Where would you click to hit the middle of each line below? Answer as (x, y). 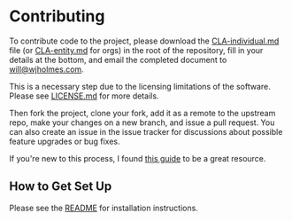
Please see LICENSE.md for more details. (84, 96)
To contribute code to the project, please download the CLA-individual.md (144, 41)
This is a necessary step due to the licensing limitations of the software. (140, 86)
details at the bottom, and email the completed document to (118, 59)
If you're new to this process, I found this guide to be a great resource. (138, 158)
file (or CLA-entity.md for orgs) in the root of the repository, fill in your (136, 50)
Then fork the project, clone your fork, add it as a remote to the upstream (142, 113)
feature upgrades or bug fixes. (65, 141)
